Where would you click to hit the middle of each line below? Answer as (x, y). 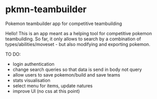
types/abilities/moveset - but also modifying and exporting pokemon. (78, 44)
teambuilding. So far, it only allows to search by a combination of (73, 39)
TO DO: (13, 54)
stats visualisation (31, 80)
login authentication (33, 64)
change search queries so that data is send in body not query (77, 69)
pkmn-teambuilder (46, 9)
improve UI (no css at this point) (46, 91)
